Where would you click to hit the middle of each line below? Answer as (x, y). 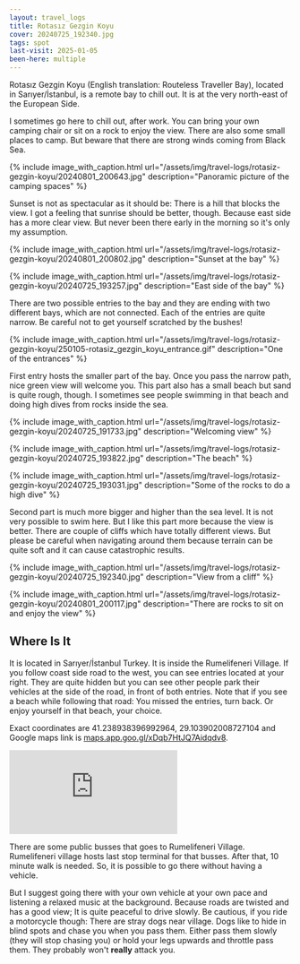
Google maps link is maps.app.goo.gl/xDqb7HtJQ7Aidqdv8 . (119, 737)
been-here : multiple (48, 59)
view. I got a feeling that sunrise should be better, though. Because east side (150, 213)
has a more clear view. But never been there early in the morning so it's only (150, 222)
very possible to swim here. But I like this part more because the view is (141, 521)
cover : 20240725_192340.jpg (62, 34)
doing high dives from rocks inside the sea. (89, 405)
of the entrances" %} (48, 358)
